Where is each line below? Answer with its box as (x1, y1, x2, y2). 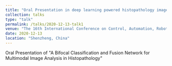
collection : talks (5, 12, 45, 17)
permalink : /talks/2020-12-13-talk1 (5, 21, 83, 27)
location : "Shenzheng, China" (5, 36, 70, 41)
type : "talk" (5, 17, 33, 22)
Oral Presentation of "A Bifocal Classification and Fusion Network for (5, 49, 150, 56)
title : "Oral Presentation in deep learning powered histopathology (5, 7, 155, 13)
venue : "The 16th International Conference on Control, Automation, (5, 26, 155, 31)
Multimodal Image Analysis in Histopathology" (5, 55, 102, 61)
